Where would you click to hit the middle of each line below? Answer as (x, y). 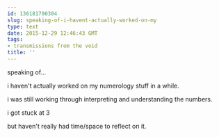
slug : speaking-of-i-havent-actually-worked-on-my (82, 20)
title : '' (22, 53)
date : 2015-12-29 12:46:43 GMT (52, 33)
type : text (23, 26)
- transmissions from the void (52, 46)
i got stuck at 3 (29, 113)
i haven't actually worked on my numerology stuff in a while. (93, 86)
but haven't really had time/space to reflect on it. (77, 126)
